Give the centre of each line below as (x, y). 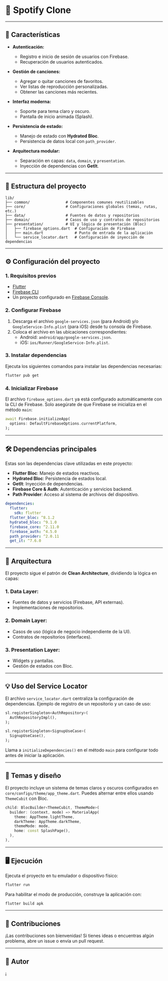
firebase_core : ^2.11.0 (34, 527)
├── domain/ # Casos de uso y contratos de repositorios (82, 219)
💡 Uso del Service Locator (46, 686)
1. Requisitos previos (31, 275)
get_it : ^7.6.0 (25, 541)
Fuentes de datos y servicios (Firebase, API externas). (68, 602)
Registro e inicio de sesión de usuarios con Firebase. (74, 56)
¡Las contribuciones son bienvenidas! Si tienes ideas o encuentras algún (79, 936)
